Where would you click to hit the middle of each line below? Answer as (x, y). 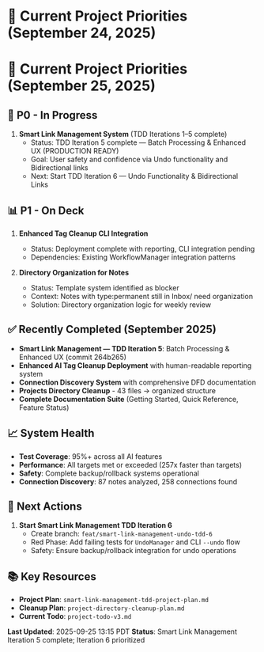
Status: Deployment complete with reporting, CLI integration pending (143, 249)
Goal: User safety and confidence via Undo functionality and (129, 159)
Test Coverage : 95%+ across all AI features (91, 456)
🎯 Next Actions (45, 507)
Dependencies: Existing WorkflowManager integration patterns (133, 257)
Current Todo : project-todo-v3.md (75, 616)
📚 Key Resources (52, 576)
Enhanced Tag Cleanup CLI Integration (83, 233)
